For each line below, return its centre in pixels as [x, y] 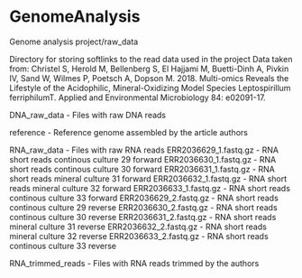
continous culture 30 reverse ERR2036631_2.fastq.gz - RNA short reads [143, 217]
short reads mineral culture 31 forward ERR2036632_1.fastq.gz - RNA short [148, 179]
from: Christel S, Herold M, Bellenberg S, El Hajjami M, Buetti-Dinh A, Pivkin [149, 69]
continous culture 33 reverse [63, 246]
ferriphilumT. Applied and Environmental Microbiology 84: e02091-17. [137, 97]
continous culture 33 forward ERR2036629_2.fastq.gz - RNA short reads [144, 198]
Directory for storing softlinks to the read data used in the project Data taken [151, 59]
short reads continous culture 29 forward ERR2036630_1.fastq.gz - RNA [143, 159]
